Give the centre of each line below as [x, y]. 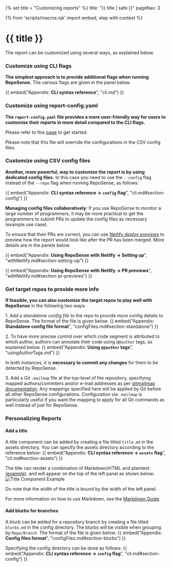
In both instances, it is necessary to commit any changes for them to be [82, 363]
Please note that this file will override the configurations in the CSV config [83, 142]
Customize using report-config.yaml [52, 106]
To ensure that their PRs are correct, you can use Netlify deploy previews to [85, 234]
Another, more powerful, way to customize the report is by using [75, 172]
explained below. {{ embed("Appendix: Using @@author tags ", [69, 347]
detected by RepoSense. [31, 368]
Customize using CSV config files [48, 161]
